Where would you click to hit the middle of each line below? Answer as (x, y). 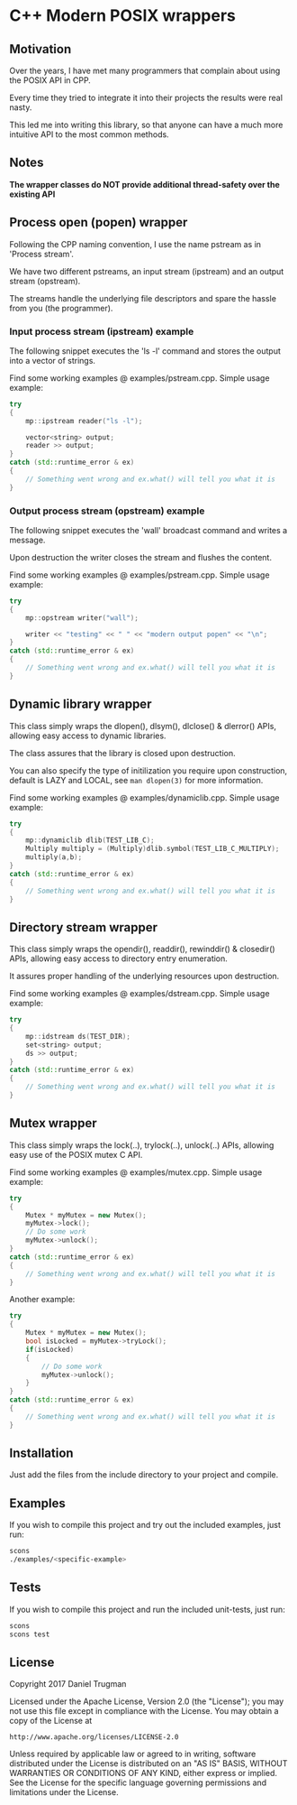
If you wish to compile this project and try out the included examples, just (145, 1525)
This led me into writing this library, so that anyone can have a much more (146, 125)
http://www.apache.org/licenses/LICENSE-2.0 (94, 1737)
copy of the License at (51, 1721)
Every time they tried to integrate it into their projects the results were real (146, 97)
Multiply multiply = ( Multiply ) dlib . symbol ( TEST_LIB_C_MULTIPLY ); (153, 849)
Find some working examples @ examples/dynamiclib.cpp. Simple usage (145, 797)
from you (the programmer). (61, 308)
